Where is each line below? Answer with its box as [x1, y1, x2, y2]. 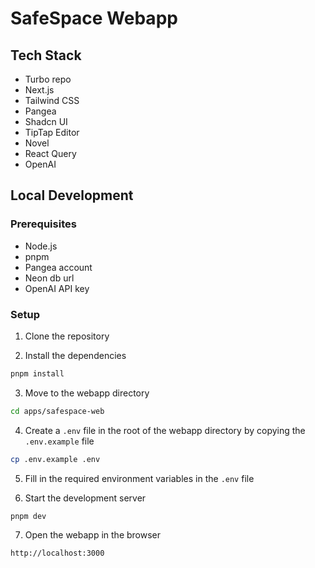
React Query [24, 148, 77, 159]
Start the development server [24, 492, 147, 504]
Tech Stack [10, 47, 82, 64]
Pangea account [24, 261, 93, 273]
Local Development [10, 187, 134, 204]
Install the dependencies [24, 349, 127, 361]
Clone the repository [24, 330, 110, 342]
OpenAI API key [24, 282, 90, 294]
